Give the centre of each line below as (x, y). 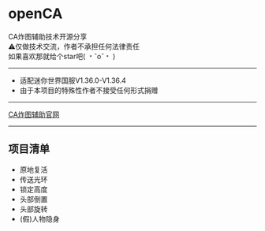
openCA (35, 14)
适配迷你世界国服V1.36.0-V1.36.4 (73, 80)
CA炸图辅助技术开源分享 (48, 36)
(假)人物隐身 (40, 218)
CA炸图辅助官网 (34, 114)
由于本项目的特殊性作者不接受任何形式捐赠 (89, 90)
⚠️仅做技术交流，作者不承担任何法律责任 (74, 46)
